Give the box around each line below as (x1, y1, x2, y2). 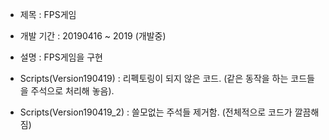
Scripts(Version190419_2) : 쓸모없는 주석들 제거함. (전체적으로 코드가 (19, 106, 293, 118)
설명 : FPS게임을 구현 (19, 51, 103, 63)
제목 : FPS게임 (19, 9, 77, 20)
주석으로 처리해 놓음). (30, 85, 115, 97)
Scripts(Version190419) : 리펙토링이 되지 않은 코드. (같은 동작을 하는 (19, 73, 289, 84)
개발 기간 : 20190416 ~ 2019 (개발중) (19, 30, 167, 42)
